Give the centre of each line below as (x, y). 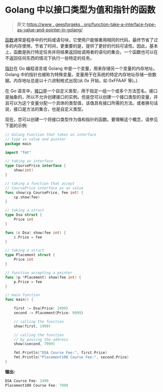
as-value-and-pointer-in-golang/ (50, 30)
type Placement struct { (30, 255)
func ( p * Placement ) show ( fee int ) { (43, 277)
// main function (23, 295)
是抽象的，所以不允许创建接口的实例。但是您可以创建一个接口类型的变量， (79, 97)
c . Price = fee (28, 237)
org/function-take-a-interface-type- (120, 24)
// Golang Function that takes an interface (51, 135)
